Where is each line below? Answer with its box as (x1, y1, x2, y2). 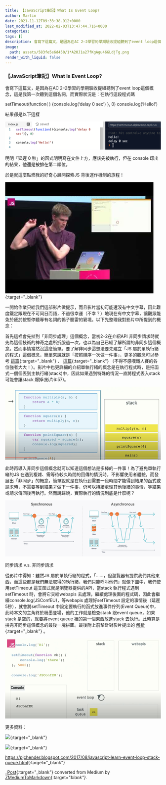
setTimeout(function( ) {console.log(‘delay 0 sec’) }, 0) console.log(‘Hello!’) (5, 101, 158, 107)
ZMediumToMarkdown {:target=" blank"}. (5, 774, 87, 780)
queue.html (5, 759, 28, 765)
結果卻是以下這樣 (5, 111, 40, 117)
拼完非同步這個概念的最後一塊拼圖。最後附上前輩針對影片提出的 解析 (5, 622, 145, 628)
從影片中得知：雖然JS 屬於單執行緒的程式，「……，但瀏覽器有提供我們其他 (5, 572, 156, 578)
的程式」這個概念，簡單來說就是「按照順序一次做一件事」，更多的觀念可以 (5, 352, 155, 358)
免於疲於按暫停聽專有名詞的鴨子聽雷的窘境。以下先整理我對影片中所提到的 (5, 317, 157, 323)
